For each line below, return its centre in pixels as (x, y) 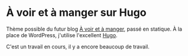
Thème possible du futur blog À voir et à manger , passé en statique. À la (94, 29)
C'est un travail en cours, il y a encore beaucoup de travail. (78, 47)
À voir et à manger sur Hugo (76, 13)
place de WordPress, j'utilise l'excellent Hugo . (62, 35)
